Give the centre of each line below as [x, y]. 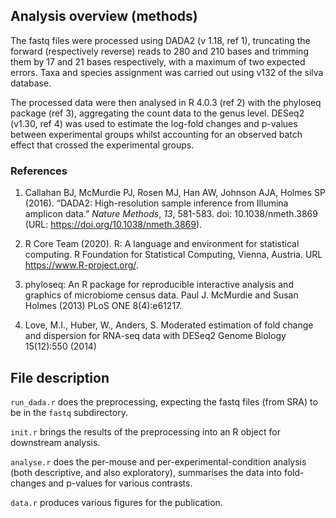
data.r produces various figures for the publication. [116, 502]
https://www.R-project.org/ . [81, 265]
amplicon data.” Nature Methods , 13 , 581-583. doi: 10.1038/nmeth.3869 [171, 214]
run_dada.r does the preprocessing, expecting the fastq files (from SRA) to [164, 401]
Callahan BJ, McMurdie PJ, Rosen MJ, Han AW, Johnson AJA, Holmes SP [175, 193]
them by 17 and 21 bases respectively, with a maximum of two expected [158, 61]
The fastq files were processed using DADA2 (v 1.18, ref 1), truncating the [160, 40]
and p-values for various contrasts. [120, 483]
